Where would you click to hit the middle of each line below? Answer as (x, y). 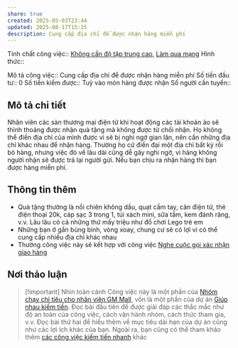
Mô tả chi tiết (37, 105)
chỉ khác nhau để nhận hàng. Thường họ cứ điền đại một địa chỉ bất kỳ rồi (115, 145)
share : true (25, 14)
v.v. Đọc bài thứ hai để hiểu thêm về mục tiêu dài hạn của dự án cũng (126, 322)
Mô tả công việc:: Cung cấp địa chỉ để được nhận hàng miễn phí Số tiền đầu (118, 75)
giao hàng (32, 252)
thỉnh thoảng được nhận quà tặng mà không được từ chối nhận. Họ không (115, 130)
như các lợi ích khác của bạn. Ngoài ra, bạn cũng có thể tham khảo (123, 329)
